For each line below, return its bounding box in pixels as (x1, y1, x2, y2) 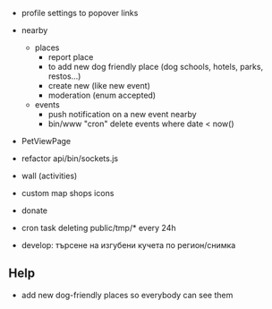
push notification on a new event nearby (47, 109, 198, 119)
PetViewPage (21, 136, 72, 146)
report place (47, 52, 94, 62)
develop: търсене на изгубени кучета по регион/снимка (21, 240, 236, 250)
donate (21, 205, 48, 216)
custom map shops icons (21, 188, 115, 198)
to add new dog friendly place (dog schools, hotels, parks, (47, 62, 264, 72)
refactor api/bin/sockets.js (21, 153, 118, 164)
